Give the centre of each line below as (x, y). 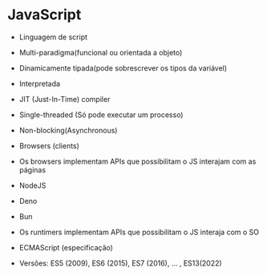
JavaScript (44, 15)
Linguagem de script (53, 37)
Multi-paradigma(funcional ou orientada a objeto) (101, 52)
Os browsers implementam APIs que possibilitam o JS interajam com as (138, 161)
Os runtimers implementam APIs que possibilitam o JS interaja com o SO (139, 232)
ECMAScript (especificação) (66, 247)
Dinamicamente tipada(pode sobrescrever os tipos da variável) (123, 68)
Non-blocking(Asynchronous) (68, 130)
